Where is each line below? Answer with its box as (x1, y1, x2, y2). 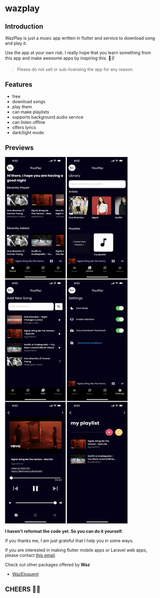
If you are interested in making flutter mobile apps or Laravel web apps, (5, 547, 148, 553)
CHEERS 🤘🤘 (5, 585, 41, 594)
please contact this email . (5, 552, 57, 558)
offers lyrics (12, 124, 36, 130)
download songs (12, 98, 46, 105)
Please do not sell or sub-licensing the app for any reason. (16, 67, 134, 72)
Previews (5, 144, 34, 152)
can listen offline (12, 119, 46, 125)
